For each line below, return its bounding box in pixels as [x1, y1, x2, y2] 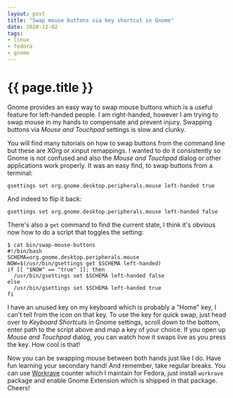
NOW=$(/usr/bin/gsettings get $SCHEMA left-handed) [7, 260, 161, 267]
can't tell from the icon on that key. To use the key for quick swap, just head [7, 310, 227, 319]
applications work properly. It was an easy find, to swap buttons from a [7, 161, 213, 169]
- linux [7, 37, 30, 44]
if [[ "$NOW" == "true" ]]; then [7, 266, 105, 273]
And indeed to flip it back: [7, 194, 82, 203]
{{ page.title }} [7, 80, 94, 95]
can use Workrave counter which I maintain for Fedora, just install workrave [7, 369, 224, 377]
